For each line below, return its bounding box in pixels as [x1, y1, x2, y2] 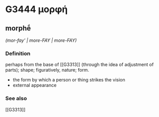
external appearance [12, 82, 57, 89]
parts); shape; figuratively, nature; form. [5, 67, 89, 73]
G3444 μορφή [5, 4, 68, 15]
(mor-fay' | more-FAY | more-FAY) [5, 37, 77, 43]
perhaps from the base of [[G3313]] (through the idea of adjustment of [5, 62, 154, 68]
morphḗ [5, 24, 31, 33]
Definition [5, 50, 31, 57]
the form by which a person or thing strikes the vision [12, 77, 125, 83]
